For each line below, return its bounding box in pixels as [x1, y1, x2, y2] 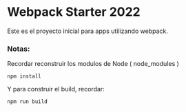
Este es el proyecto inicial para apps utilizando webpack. [7, 27, 169, 35]
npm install [7, 73, 41, 80]
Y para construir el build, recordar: [7, 85, 105, 93]
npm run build [7, 98, 48, 105]
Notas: [7, 44, 30, 54]
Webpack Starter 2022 [7, 4, 141, 20]
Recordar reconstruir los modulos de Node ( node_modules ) [7, 60, 179, 68]
